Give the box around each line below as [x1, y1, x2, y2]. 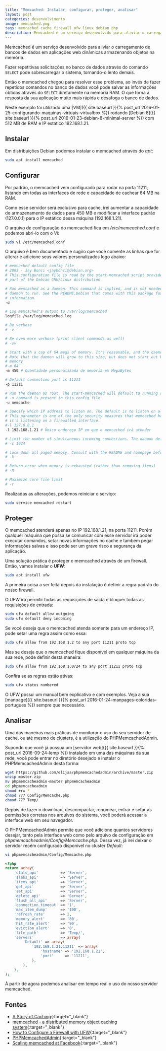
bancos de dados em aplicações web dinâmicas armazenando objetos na [5, 49, 155, 55]
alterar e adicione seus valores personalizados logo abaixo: [5, 254, 126, 260]
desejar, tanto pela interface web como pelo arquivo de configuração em [5, 832, 154, 838]
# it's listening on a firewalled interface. [5, 418, 100, 423]
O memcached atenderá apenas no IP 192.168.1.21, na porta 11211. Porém [5, 527, 153, 533]
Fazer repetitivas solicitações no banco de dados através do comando [5, 64, 148, 70]
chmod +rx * [5, 788, 30, 793]
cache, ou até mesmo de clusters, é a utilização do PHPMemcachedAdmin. [5, 735, 159, 741]
